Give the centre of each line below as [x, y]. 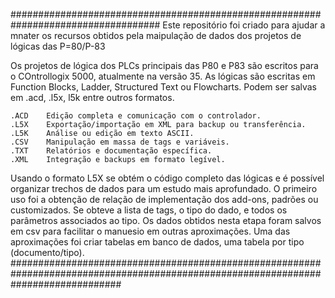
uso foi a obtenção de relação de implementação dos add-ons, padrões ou [164, 199]
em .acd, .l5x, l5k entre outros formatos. [92, 97]
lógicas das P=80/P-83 [58, 46]
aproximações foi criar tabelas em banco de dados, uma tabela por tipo [157, 242]
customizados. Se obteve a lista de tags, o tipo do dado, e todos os [149, 210]
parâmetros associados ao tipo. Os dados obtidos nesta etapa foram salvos [166, 220]
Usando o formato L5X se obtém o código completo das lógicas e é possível [167, 178]
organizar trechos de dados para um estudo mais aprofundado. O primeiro [164, 188]
